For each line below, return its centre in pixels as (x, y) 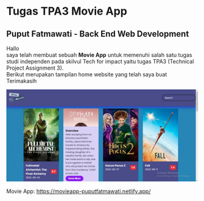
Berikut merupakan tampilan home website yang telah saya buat (87, 74)
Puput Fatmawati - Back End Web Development (98, 34)
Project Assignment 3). (35, 68)
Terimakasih (22, 81)
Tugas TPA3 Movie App (67, 11)
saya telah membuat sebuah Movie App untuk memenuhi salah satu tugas (99, 55)
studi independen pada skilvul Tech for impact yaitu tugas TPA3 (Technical (100, 61)
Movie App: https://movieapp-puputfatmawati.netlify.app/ (79, 191)
